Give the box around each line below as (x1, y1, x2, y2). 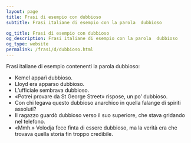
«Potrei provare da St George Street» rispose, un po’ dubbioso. (14, 92, 168, 100)
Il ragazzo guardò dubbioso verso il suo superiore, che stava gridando (14, 111, 186, 118)
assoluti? (14, 105, 37, 112)
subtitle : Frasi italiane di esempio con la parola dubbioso (6, 19, 162, 25)
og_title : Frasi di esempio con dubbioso (6, 30, 110, 36)
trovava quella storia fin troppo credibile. (14, 130, 113, 137)
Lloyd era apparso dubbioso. (14, 80, 85, 87)
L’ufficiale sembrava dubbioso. (14, 87, 90, 94)
